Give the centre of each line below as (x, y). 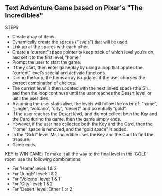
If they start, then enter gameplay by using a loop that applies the (77, 67)
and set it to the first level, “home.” (47, 57)
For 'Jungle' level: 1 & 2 (35, 173)
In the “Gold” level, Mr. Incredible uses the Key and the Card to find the (83, 134)
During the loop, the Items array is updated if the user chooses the (79, 77)
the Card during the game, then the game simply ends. (66, 119)
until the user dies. (31, 98)
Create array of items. (34, 36)
